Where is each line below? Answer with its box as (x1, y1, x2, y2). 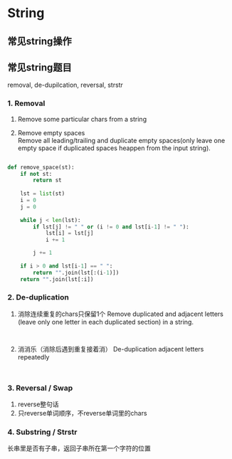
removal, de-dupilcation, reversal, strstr (7, 80, 123, 90)
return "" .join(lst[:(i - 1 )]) (33, 269, 120, 276)
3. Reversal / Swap (7, 383, 73, 393)
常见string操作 (7, 35, 73, 47)
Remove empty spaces (17, 128, 85, 137)
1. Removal (7, 98, 46, 108)
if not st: (20, 170, 53, 177)
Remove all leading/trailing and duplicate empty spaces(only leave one (17, 136, 226, 144)
